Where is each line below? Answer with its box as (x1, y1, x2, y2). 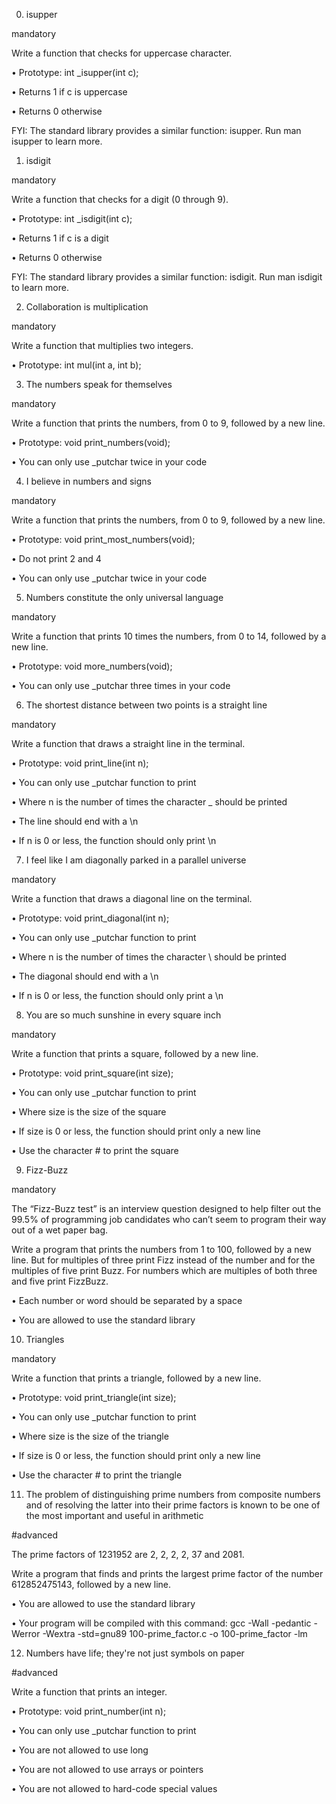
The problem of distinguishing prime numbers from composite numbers (25, 1489, 321, 1500)
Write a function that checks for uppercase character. (11, 47, 233, 59)
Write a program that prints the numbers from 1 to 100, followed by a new (11, 1244, 312, 1255)
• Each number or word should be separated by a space (11, 1295, 243, 1306)
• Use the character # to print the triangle (11, 1469, 183, 1481)
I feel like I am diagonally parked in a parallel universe (25, 854, 247, 866)
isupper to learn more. (11, 135, 103, 147)
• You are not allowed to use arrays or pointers (11, 1764, 204, 1775)
